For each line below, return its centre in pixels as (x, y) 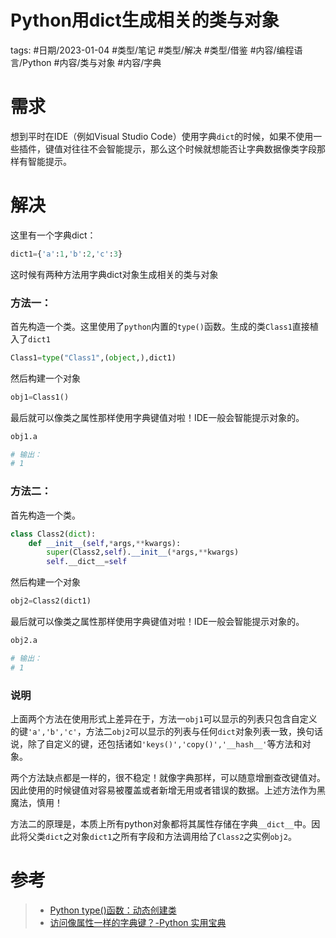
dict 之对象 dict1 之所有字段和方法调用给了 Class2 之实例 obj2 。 (171, 836)
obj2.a (24, 641)
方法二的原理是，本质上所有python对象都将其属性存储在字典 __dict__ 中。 (161, 823)
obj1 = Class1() (40, 397)
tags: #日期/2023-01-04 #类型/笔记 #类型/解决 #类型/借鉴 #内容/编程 (152, 50)
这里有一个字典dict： (53, 235)
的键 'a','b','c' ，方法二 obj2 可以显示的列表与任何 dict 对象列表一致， (154, 731)
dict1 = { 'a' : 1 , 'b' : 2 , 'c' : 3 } (66, 254)
